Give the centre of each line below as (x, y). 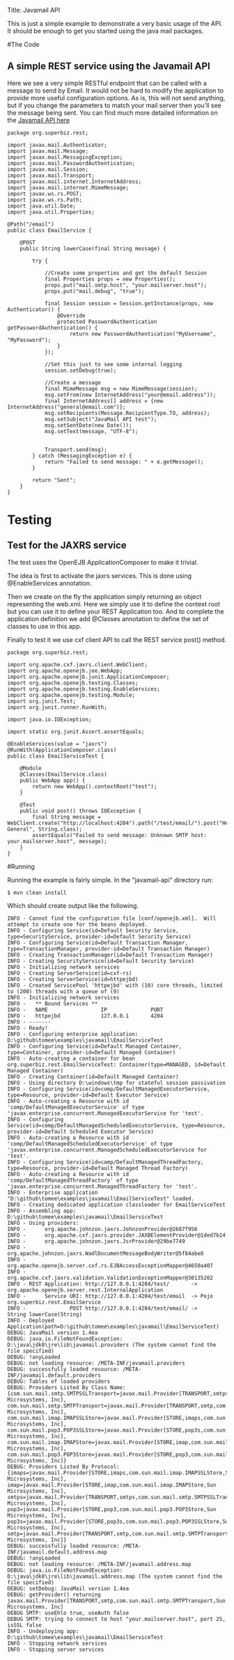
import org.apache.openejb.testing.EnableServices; (84, 689)
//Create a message (72, 382)
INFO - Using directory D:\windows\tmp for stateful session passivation (117, 1083)
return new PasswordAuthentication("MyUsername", (143, 334)
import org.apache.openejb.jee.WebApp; (65, 671)
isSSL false (24, 1625)
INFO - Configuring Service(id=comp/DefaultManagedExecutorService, (109, 1089)
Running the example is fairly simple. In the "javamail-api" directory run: (110, 879)
